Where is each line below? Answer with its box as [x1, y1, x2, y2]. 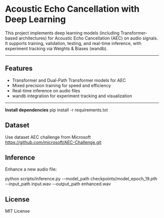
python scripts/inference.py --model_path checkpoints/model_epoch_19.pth [5, 176, 158, 182]
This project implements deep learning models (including [5, 30, 120, 36]
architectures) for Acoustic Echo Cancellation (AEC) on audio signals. [19, 35, 158, 41]
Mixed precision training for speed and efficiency [12, 82, 111, 88]
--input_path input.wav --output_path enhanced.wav [5, 181, 111, 187]
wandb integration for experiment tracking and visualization [12, 93, 132, 99]
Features [5, 65, 33, 73]
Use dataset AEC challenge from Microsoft [5, 134, 91, 140]
